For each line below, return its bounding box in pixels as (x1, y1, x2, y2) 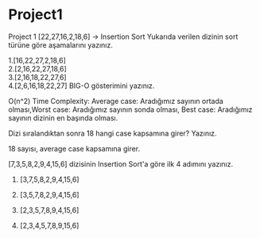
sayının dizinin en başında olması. (8, 113, 118, 122)
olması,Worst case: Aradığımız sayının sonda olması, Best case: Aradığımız (8, 105, 253, 114)
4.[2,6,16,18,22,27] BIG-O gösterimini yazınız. (8, 81, 155, 90)
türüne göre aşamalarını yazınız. (8, 40, 113, 49)
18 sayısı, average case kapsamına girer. (8, 144, 141, 153)
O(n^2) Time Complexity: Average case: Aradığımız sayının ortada (8, 96, 224, 106)
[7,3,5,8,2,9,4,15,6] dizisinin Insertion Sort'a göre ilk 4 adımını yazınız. (8, 159, 234, 168)
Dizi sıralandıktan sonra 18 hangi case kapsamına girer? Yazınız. (8, 129, 217, 138)
